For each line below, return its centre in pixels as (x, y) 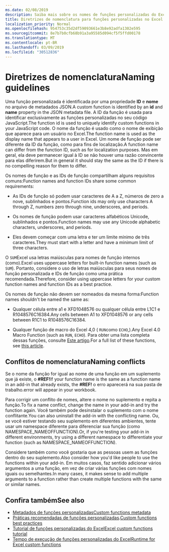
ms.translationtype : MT (30, 38)
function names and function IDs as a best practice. (59, 284)
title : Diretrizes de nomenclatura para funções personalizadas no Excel (84, 19)
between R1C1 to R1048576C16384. (49, 320)
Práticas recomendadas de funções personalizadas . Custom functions (85, 518)
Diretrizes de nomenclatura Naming (80, 77)
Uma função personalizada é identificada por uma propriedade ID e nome (82, 102)
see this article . (28, 346)
